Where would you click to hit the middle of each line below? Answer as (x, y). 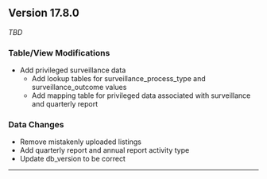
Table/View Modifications (59, 53)
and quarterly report (65, 104)
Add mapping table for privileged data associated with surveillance (141, 95)
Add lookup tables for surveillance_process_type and (118, 79)
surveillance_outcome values (79, 88)
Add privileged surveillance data (73, 70)
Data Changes (36, 125)
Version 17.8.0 (44, 13)
